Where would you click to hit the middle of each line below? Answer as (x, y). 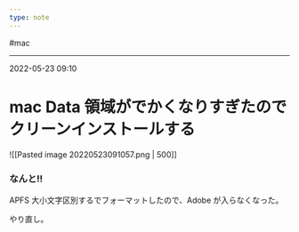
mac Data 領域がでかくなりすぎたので (148, 107)
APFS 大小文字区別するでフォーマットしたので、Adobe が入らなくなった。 (146, 200)
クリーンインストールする (102, 129)
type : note (29, 17)
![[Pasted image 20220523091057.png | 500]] (93, 154)
